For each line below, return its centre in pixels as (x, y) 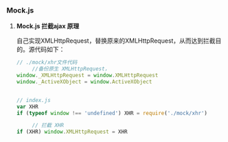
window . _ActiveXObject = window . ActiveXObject (84, 81)
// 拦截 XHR (48, 125)
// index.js (33, 100)
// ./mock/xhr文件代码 (47, 63)
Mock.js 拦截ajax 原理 (48, 26)
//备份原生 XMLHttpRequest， (71, 69)
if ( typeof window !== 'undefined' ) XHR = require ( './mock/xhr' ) (112, 113)
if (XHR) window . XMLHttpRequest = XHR (72, 132)
